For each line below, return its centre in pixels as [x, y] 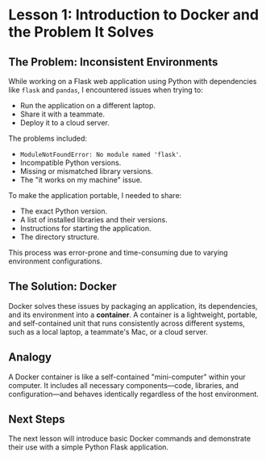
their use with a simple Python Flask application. [89, 447]
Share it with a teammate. [62, 114]
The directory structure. [60, 237]
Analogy [30, 357]
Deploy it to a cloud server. [65, 122]
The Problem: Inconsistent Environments [113, 62]
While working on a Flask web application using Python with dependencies [133, 81]
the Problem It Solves [81, 32]
